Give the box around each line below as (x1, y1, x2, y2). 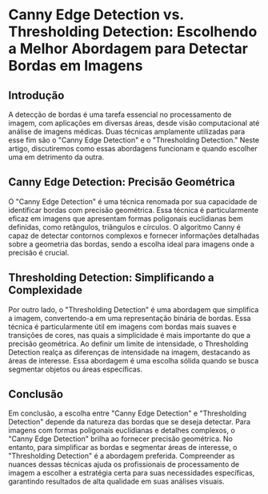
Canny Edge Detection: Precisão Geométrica (8, 175, 235, 189)
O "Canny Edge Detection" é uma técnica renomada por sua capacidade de (8, 196, 258, 206)
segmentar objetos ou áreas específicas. (8, 364, 142, 374)
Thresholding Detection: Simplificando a (8, 271, 214, 285)
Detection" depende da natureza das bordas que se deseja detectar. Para (8, 417, 250, 427)
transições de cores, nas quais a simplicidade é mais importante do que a (8, 330, 250, 339)
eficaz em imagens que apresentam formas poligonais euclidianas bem (8, 214, 243, 223)
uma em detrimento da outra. (8, 152, 105, 162)
